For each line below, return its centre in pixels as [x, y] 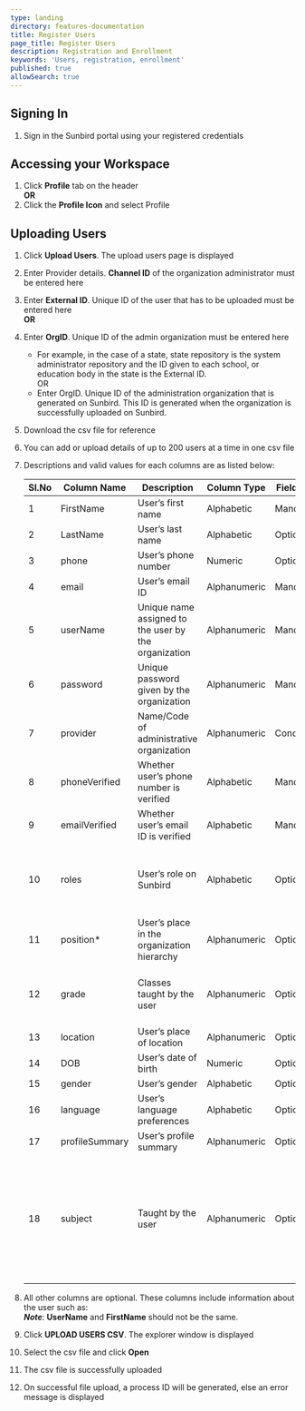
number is [159, 788]
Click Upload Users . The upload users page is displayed [129, 256]
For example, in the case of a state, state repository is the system [159, 355]
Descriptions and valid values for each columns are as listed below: [149, 465]
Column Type [236, 488]
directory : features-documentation [77, 26]
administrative [168, 739]
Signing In [39, 114]
